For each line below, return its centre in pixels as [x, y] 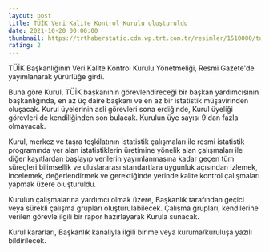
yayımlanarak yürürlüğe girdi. [56, 77]
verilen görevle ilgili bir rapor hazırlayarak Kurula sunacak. [104, 217]
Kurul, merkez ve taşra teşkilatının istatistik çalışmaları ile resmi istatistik [126, 142]
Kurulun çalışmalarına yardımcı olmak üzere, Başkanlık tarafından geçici [126, 200]
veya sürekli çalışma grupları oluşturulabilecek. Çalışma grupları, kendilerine [133, 208]
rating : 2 [25, 46]
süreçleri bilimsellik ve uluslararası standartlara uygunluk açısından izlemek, [133, 167]
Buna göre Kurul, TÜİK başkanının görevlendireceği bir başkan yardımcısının [134, 92]
